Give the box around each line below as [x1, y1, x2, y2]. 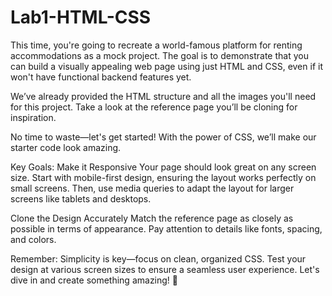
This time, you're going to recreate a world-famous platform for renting [10, 39, 303, 51]
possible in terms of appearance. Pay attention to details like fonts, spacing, [10, 222, 323, 235]
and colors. [10, 233, 57, 245]
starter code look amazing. [10, 141, 122, 153]
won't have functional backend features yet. [10, 71, 192, 83]
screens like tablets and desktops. [10, 192, 152, 205]
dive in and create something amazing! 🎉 [10, 274, 179, 286]
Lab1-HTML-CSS [10, 6, 152, 29]
